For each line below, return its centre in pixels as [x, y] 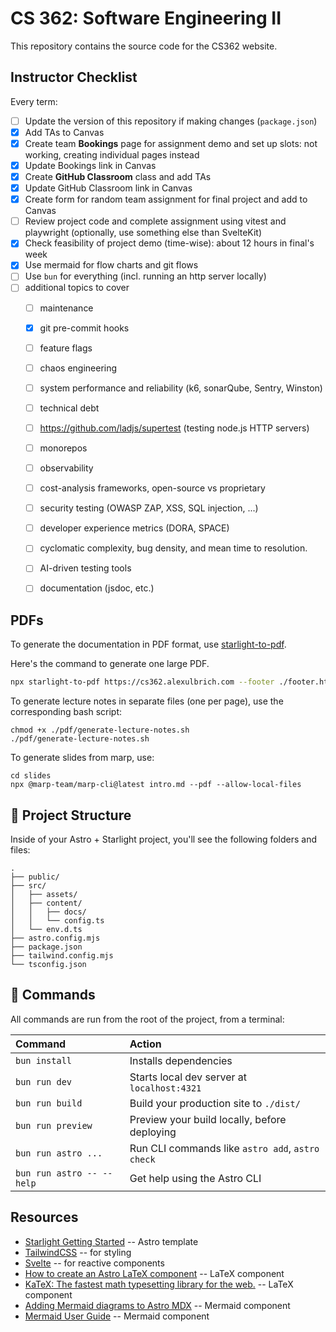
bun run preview [54, 1125]
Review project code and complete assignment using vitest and [155, 221]
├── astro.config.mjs [55, 938]
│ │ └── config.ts [57, 920]
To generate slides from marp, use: [82, 758]
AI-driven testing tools [85, 568]
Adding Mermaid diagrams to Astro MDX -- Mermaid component [157, 1305]
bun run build [49, 1103]
